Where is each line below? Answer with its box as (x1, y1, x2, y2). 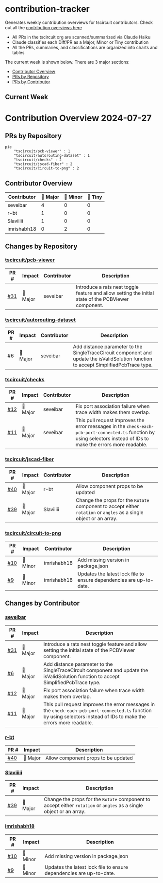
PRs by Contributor (12, 79, 50, 85)
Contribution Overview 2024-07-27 (5, 112, 152, 124)
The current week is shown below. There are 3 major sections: (5, 59, 130, 65)
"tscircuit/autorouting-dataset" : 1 (14, 153, 90, 158)
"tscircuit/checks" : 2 (14, 157, 62, 163)
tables (12, 50, 25, 55)
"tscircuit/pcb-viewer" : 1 (14, 149, 70, 154)
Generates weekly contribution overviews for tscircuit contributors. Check (5, 19, 153, 25)
